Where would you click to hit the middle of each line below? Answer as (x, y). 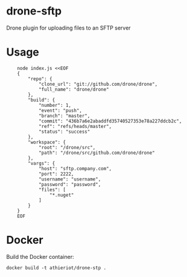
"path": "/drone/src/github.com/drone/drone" (97, 153)
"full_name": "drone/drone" (74, 89)
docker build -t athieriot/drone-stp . (56, 268)
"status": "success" (64, 132)
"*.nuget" (62, 195)
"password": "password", (70, 184)
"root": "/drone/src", (67, 147)
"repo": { (40, 79)
